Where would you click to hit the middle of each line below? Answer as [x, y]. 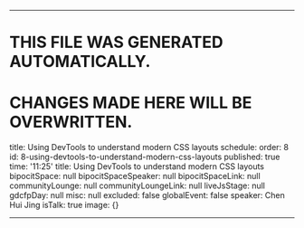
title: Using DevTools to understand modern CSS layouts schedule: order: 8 [149, 147]
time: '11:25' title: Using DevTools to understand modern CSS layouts [137, 166]
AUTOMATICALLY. [80, 62]
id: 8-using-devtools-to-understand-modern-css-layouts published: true [145, 157]
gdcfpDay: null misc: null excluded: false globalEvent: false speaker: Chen [147, 195]
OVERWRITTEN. [71, 122]
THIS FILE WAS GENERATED [116, 43]
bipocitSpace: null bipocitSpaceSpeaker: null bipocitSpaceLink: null [135, 176]
